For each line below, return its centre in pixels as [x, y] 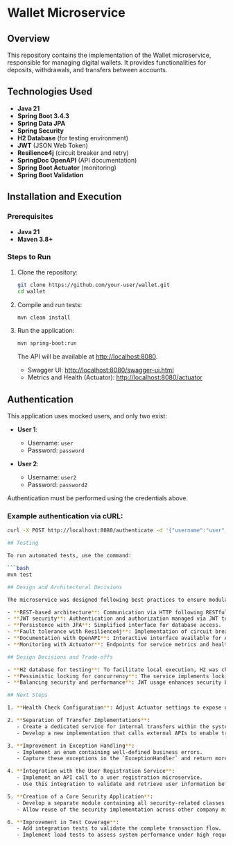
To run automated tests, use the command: [69, 556]
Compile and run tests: [50, 304]
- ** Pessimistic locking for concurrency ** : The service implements [108, 676]
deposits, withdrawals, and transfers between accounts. [87, 70]
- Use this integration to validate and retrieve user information [116, 784]
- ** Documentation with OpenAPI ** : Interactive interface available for [114, 638]
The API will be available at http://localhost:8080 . [87, 356]
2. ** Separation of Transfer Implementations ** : [79, 721]
